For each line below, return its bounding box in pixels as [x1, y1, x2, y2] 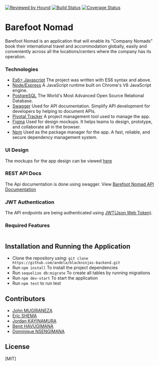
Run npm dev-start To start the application [12, 275, 98, 281]
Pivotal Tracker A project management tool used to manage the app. [12, 113, 151, 120]
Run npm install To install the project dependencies [12, 265, 118, 271]
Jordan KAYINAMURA [12, 318, 57, 324]
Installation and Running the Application [5, 242, 131, 250]
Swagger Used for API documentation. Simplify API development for [12, 103, 151, 109]
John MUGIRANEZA [12, 308, 53, 314]
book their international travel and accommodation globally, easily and [5, 43, 147, 49]
